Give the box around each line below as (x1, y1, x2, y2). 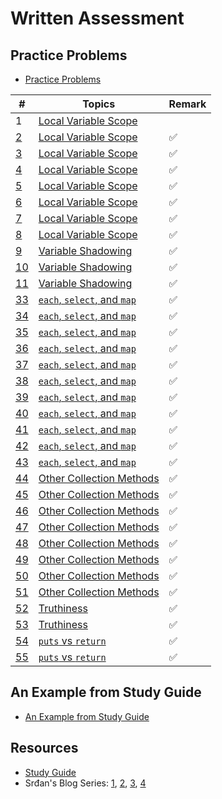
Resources (10, 740, 79, 757)
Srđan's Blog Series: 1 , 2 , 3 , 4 (24, 777, 147, 789)
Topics (82, 97, 116, 111)
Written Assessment (10, 7, 185, 30)
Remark (168, 97, 207, 111)
